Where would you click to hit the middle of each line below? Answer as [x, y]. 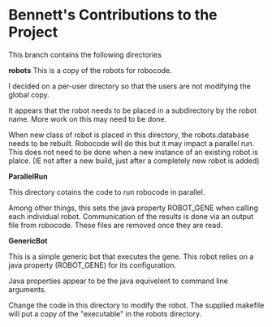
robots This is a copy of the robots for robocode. [90, 70]
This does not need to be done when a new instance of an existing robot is [133, 152]
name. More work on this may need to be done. [88, 118]
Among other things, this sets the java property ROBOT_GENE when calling [133, 208]
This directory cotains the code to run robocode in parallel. [107, 191]
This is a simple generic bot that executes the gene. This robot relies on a [131, 256]
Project [33, 32]
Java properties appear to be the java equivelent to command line [119, 281]
